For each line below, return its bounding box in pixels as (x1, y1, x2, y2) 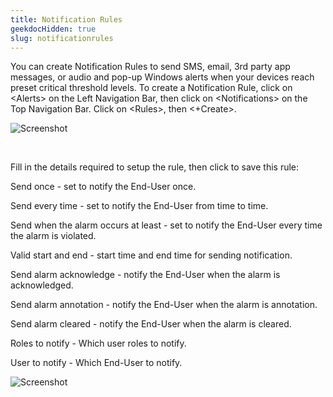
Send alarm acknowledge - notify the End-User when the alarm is (10, 269, 281, 281)
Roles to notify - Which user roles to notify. (10, 337, 187, 350)
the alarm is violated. (10, 230, 97, 242)
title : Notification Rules (10, 14, 123, 25)
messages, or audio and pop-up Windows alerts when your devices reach (10, 71, 315, 83)
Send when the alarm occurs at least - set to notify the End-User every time (10, 219, 323, 231)
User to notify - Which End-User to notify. (10, 357, 183, 369)
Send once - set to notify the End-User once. (10, 181, 197, 193)
